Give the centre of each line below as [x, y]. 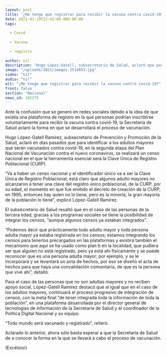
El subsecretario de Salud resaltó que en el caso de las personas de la [77, 210]
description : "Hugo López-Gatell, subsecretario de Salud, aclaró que [80, 65]
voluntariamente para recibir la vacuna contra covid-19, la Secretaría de [79, 122]
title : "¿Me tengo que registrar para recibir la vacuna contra [73, 14]
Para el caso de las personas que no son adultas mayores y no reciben [78, 282]
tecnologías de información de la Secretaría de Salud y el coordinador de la [82, 308]
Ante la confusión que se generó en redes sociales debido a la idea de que [82, 112]
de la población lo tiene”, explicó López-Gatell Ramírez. [62, 200]
